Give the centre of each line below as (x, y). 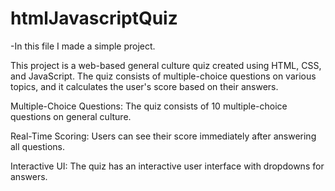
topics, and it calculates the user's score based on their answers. (144, 86)
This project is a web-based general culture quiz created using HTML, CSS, (166, 65)
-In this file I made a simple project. (83, 46)
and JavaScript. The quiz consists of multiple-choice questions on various (163, 76)
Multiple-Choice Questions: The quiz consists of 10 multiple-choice (149, 106)
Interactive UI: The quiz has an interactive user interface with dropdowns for (167, 166)
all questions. (38, 146)
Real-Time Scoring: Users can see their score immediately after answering (163, 136)
